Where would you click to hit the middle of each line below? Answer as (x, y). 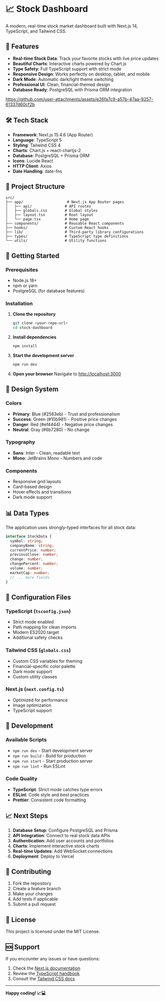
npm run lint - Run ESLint (39, 766)
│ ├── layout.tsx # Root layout (49, 215)
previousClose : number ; (34, 555)
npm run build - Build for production (49, 756)
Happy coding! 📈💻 (26, 993)
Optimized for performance (40, 700)
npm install (25, 346)
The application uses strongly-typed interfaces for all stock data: (71, 527)
